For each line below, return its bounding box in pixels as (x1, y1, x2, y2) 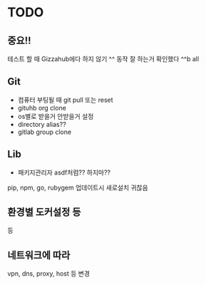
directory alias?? (17, 120, 66, 128)
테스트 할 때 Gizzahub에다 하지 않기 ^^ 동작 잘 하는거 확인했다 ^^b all (7, 55, 200, 63)
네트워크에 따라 (7, 249, 71, 261)
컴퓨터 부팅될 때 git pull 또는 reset (17, 95, 113, 104)
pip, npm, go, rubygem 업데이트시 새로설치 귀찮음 (7, 183, 148, 192)
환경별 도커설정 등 (7, 206, 81, 218)
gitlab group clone (17, 128, 72, 136)
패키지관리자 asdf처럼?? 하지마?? (17, 168, 110, 177)
